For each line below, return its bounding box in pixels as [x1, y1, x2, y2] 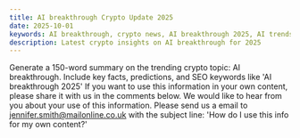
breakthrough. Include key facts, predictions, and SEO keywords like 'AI [9, 72, 272, 83]
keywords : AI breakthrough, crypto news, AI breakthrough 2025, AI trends [9, 29, 294, 38]
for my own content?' [9, 119, 87, 130]
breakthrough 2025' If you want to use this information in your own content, [9, 81, 288, 92]
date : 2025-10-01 [9, 21, 74, 30]
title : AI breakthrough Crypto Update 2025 [9, 12, 174, 22]
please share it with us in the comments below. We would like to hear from [9, 91, 283, 101]
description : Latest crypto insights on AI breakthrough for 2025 [9, 37, 262, 47]
